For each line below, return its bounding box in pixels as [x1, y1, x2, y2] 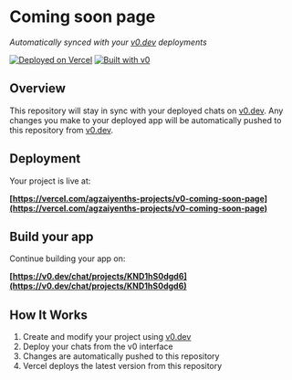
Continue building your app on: [9, 253, 126, 264]
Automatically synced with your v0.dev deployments [9, 37, 207, 47]
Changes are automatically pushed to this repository [22, 351, 220, 362]
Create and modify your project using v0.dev [22, 332, 192, 343]
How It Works [9, 307, 89, 322]
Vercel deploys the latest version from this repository [22, 361, 223, 372]
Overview [9, 80, 67, 97]
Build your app [9, 228, 94, 244]
